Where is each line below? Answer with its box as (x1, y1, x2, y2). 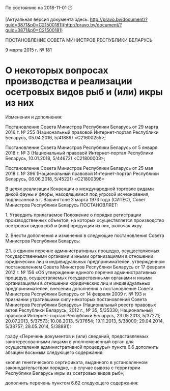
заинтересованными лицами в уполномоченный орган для (5, 338, 134, 345)
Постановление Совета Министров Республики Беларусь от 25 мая (5, 165, 154, 171)
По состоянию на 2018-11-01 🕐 (5, 5, 73, 11)
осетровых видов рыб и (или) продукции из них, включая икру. (5, 222, 144, 228)
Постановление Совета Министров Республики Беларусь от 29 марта (5, 124, 159, 130)
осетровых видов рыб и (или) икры (5, 86, 163, 98)
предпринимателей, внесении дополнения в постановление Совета (5, 285, 154, 291)
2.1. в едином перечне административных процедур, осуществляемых (5, 248, 160, 254)
